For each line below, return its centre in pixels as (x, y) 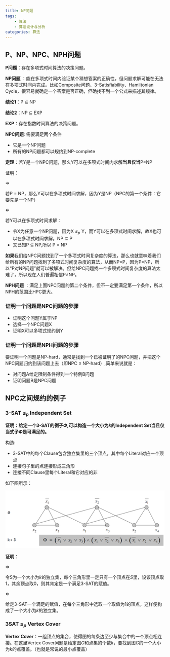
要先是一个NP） (22, 200)
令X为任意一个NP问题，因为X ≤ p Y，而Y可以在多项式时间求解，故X (82, 232)
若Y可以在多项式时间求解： (33, 220)
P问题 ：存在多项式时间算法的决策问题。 (47, 67)
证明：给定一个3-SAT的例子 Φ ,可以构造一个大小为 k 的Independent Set (78, 425)
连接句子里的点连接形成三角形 (44, 466)
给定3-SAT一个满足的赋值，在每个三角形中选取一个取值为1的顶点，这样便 (81, 604)
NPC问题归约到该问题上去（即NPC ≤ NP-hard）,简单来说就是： (71, 363)
